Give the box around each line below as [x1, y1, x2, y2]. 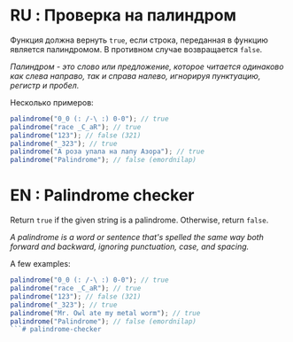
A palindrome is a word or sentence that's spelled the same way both [10, 232, 264, 243]
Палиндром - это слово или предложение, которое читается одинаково [10, 61, 284, 72]
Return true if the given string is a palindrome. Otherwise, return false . [10, 214, 269, 226]
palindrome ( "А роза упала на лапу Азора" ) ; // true [10, 147, 204, 156]
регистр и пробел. [10, 80, 80, 90]
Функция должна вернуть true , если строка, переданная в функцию [10, 35, 269, 45]
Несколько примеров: [10, 97, 94, 107]
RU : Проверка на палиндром [10, 5, 237, 26]
